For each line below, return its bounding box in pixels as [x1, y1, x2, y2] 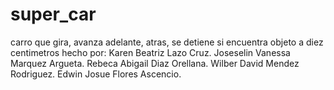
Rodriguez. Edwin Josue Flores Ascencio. [10, 68, 182, 80]
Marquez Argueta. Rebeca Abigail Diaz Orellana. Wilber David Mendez [10, 57, 300, 69]
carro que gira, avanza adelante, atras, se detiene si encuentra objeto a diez [10, 36, 324, 48]
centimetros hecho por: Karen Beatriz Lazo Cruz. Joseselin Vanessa [10, 46, 291, 58]
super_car [10, 3, 97, 26]
